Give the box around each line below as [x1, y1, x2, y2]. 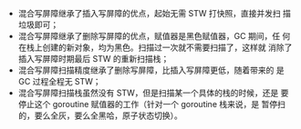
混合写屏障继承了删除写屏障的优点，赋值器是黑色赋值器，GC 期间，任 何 [17, 31, 291, 41]
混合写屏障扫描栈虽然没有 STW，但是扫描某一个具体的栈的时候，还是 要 [17, 87, 289, 98]
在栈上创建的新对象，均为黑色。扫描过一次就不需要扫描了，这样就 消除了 [17, 42, 293, 53]
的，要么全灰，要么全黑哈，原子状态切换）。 [17, 110, 182, 121]
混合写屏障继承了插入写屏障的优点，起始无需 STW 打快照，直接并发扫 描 [17, 8, 292, 18]
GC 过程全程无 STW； [17, 76, 102, 86]
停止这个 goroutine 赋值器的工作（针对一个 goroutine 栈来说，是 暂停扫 [17, 99, 285, 109]
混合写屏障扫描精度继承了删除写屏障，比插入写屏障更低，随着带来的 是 [17, 64, 285, 75]
